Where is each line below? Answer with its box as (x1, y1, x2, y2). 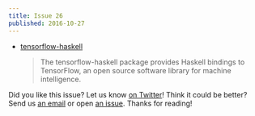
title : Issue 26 (8, 11, 63, 20)
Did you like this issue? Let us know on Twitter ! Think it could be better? (8, 89, 248, 99)
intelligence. (40, 74, 82, 84)
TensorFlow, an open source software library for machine (40, 65, 232, 75)
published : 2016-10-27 (8, 19, 85, 27)
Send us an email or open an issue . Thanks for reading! (8, 98, 193, 108)
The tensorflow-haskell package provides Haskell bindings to (40, 57, 245, 67)
